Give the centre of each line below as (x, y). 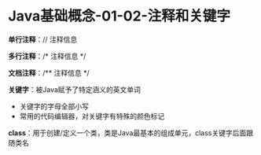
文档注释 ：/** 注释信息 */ (49, 72)
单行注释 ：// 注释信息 (43, 39)
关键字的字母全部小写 (54, 106)
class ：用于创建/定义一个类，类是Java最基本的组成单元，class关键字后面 (127, 133)
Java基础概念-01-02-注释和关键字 (119, 16)
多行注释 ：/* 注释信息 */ (47, 56)
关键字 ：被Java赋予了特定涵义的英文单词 (75, 89)
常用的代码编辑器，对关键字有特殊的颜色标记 (92, 116)
